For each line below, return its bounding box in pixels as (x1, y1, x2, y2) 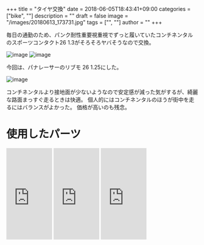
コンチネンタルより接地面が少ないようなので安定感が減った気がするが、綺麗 (6, 88, 199, 96)
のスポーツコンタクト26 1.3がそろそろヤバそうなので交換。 (6, 39, 155, 46)
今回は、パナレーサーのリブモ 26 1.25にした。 (6, 63, 122, 71)
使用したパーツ (6, 127, 81, 141)
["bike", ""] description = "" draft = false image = (6, 12, 128, 20)
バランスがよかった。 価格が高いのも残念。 (22, 104, 130, 111)
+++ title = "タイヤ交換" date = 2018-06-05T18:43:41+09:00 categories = (6, 5, 191, 12)
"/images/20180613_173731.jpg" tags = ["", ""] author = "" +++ (6, 19, 163, 26)
